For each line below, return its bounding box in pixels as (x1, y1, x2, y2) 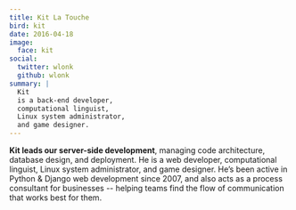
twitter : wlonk (17, 63, 74, 72)
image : (9, 37, 34, 47)
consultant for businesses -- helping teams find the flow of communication (9, 183, 284, 193)
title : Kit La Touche (9, 12, 90, 22)
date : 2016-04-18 (9, 29, 74, 38)
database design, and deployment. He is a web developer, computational (9, 155, 277, 165)
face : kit (17, 46, 53, 55)
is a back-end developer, (17, 95, 114, 105)
